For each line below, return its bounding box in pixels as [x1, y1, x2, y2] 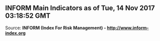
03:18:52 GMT [5, 12, 51, 20]
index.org [5, 30, 26, 36]
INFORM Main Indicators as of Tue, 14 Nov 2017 [5, 4, 156, 12]
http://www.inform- [107, 25, 149, 31]
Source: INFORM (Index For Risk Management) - [5, 25, 106, 31]
